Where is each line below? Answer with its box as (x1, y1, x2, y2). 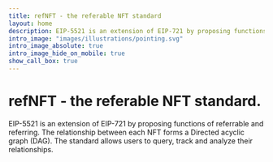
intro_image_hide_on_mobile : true (8, 49, 126, 58)
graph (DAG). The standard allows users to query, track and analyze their (8, 135, 253, 146)
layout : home (8, 19, 53, 28)
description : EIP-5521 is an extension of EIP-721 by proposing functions (8, 27, 267, 35)
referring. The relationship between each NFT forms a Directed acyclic (8, 127, 245, 137)
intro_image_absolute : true (8, 42, 104, 50)
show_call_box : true (8, 58, 79, 66)
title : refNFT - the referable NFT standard (8, 11, 162, 20)
